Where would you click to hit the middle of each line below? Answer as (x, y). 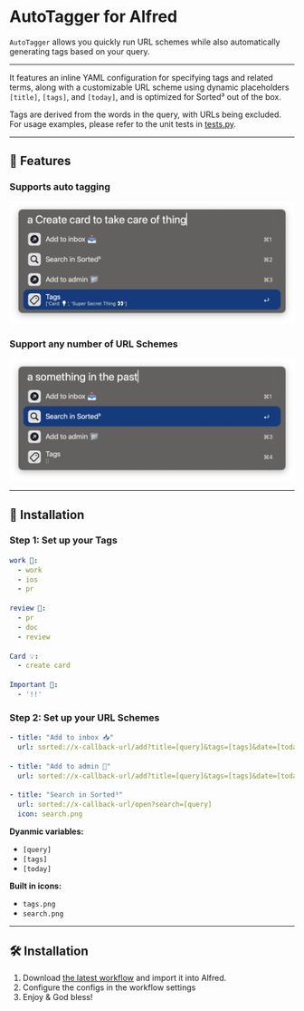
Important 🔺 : (34, 685)
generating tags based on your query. (80, 51)
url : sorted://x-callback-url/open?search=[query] (115, 805)
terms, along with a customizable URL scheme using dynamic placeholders (149, 87)
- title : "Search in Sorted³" (66, 795)
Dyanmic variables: (47, 831)
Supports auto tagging (60, 187)
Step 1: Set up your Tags (63, 540)
